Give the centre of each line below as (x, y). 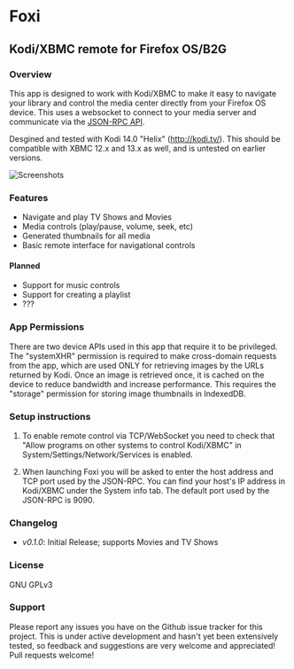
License (27, 565)
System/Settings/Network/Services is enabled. (107, 455)
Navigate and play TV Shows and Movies (97, 217)
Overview (31, 74)
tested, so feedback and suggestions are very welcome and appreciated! (143, 645)
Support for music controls (71, 285)
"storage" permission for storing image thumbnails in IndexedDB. (128, 393)
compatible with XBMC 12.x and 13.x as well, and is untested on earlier (138, 148)
